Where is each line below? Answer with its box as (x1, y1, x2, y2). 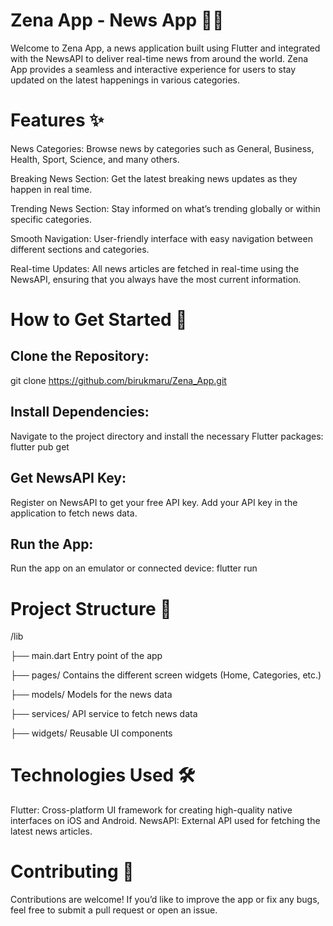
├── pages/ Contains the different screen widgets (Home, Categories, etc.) (10, 669, 322, 681)
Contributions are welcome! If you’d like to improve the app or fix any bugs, (10, 894, 320, 906)
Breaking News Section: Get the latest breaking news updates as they (10, 172, 298, 184)
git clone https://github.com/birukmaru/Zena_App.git (10, 374, 227, 386)
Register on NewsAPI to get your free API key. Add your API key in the (10, 496, 298, 508)
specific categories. (10, 213, 92, 225)
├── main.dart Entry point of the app (10, 650, 163, 662)
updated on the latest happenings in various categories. (10, 74, 241, 86)
